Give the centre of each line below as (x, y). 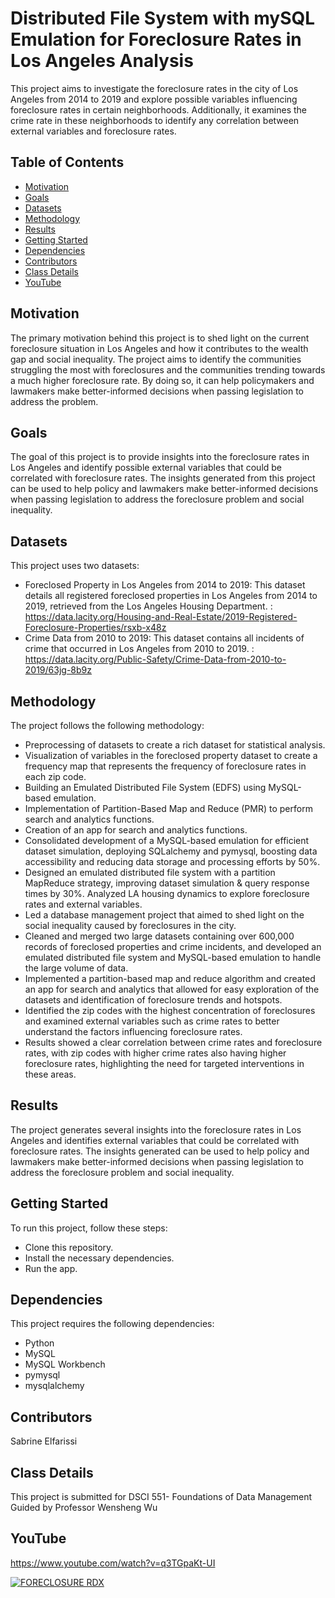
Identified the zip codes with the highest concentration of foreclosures (170, 1010)
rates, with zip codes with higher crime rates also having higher (155, 1053)
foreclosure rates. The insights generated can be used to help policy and (160, 1151)
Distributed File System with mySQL (163, 18)
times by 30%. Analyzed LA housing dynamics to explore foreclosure (167, 893)
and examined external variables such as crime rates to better (152, 1021)
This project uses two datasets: (75, 566)
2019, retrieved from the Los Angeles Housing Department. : (148, 606)
